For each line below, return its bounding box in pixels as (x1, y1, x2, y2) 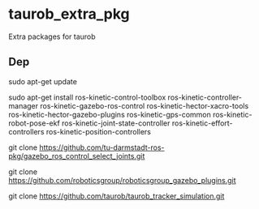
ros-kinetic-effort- (171, 118, 233, 128)
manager (8, 100, 39, 110)
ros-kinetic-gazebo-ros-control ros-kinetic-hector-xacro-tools (40, 100, 249, 110)
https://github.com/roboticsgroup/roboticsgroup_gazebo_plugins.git (8, 175, 237, 185)
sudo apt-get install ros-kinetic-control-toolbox (8, 92, 166, 102)
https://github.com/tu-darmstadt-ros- (39, 143, 165, 152)
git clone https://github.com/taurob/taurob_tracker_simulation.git (8, 191, 225, 201)
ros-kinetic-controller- (167, 92, 242, 102)
